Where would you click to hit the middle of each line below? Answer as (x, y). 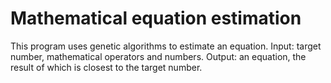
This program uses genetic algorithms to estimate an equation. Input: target (166, 46)
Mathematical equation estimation (156, 18)
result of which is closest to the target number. (106, 67)
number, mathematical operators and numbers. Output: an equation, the (158, 56)
